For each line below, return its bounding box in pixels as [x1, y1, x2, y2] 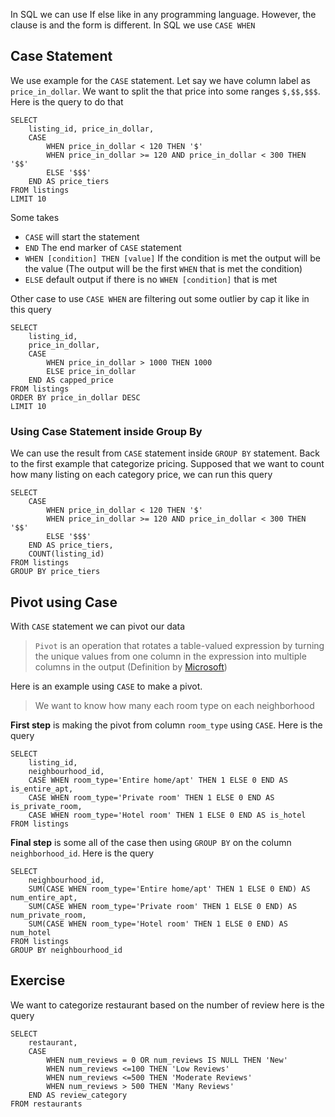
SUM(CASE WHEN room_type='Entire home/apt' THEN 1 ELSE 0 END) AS [28, 884, 311, 894]
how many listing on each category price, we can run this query [10, 469, 273, 481]
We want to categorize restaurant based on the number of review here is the [10, 999, 325, 1011]
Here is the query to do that [10, 95, 124, 108]
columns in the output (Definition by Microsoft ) [34, 660, 228, 673]
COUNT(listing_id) [28, 549, 105, 559]
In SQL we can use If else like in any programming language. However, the [10, 9, 317, 20]
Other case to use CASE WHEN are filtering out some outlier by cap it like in [10, 292, 310, 304]
